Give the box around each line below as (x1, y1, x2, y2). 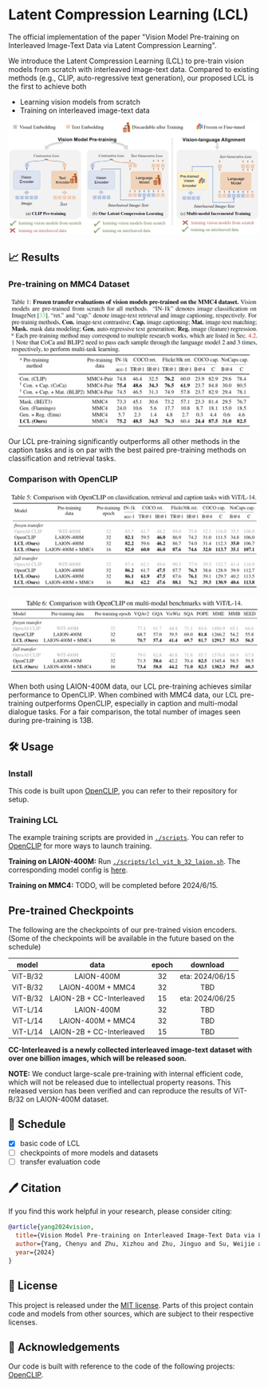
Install (8, 768, 33, 779)
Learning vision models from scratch (19, 97, 141, 106)
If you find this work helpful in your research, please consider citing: (8, 1206, 233, 1217)
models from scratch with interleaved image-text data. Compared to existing (8, 64, 259, 74)
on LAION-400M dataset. (26, 1094, 109, 1104)
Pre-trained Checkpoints (8, 904, 134, 917)
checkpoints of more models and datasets (19, 1148, 159, 1157)
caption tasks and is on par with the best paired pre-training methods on (8, 446, 246, 455)
